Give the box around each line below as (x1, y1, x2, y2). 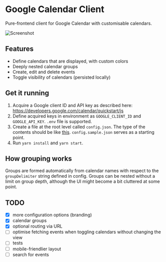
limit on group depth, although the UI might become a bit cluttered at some (5, 178, 160, 185)
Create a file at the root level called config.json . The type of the (12, 124, 146, 130)
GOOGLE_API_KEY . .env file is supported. (12, 118, 92, 124)
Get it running (5, 89, 49, 97)
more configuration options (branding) (12, 212, 92, 218)
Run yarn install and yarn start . (12, 140, 84, 146)
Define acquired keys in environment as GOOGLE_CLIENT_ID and (12, 113, 141, 119)
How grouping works (5, 154, 72, 163)
